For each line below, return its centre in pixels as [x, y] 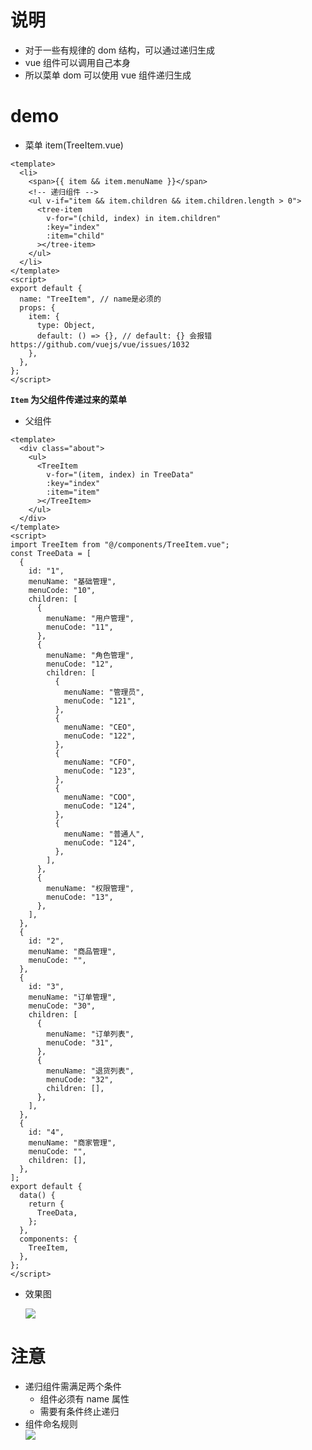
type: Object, [66, 325]
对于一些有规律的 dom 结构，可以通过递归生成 [119, 50]
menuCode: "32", [80, 1079]
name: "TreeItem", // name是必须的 [90, 299]
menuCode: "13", [80, 897]
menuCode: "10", [62, 590]
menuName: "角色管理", [90, 655]
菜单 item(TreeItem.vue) [74, 145]
